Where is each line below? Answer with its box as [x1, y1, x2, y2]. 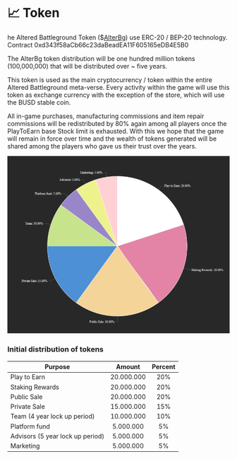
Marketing [10, 442, 40, 451]
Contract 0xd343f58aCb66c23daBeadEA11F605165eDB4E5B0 [7, 40, 189, 49]
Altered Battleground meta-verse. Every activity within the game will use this [7, 83, 230, 91]
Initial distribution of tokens [7, 344, 104, 354]
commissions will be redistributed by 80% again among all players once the [7, 119, 227, 127]
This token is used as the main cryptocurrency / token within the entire [7, 75, 213, 84]
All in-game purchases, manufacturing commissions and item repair [7, 112, 205, 120]
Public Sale [10, 393, 43, 401]
